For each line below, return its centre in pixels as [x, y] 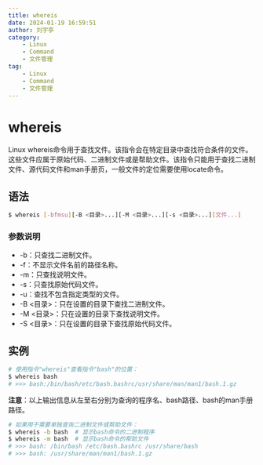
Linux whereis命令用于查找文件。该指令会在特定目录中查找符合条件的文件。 [130, 150]
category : [24, 37]
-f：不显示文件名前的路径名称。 [71, 265]
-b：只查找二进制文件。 [58, 255]
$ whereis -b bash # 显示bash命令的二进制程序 [81, 432]
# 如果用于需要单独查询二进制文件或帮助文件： [73, 424]
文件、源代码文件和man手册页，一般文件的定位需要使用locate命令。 [118, 169]
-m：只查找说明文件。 [55, 274]
